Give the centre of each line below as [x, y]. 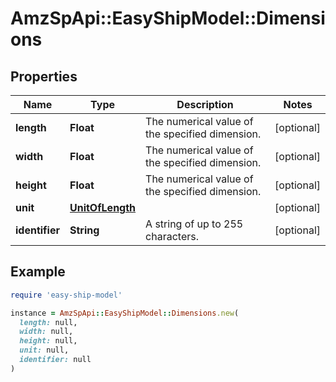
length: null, [48, 322]
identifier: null [55, 360]
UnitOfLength [103, 207]
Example [38, 272]
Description [205, 104]
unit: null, [44, 350]
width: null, [46, 332]
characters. [172, 236]
